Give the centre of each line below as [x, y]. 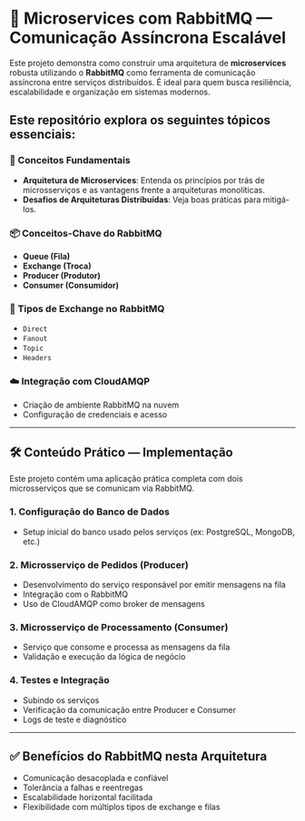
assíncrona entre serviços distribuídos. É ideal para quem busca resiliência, [151, 82]
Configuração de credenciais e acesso [95, 414]
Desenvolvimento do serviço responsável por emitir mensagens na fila [154, 584]
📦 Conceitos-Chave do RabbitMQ [86, 233]
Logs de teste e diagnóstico [74, 719]
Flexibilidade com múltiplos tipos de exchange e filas [121, 807]
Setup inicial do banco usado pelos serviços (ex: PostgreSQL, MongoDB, [158, 532]
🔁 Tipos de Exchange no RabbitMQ [87, 308]
